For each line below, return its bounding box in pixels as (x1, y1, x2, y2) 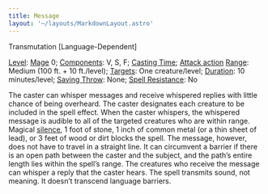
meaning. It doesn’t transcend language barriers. (8, 175, 172, 186)
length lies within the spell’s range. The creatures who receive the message (8, 158, 260, 168)
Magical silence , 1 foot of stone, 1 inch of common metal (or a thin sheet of (8, 124, 257, 134)
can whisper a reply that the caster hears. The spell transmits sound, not (8, 167, 251, 177)
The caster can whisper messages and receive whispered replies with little (8, 90, 257, 99)
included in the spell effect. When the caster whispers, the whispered (8, 107, 240, 117)
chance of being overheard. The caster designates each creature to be (8, 99, 245, 108)
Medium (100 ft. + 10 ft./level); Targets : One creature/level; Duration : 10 (8, 65, 245, 75)
